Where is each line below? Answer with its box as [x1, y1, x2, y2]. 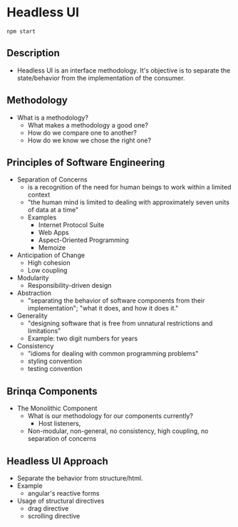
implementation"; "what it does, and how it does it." [27, 304, 179, 313]
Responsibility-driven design [27, 281, 112, 290]
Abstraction [16, 289, 51, 298]
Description [6, 47, 60, 59]
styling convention [27, 357, 83, 365]
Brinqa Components [6, 385, 98, 397]
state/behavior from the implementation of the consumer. [16, 73, 185, 82]
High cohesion [27, 259, 71, 267]
